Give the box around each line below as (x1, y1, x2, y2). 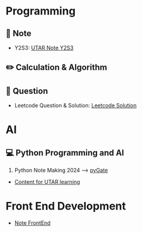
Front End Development (5, 199, 126, 213)
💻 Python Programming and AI (5, 148, 124, 158)
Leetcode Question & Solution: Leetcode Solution (14, 102, 137, 109)
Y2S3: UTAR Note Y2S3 (14, 44, 74, 51)
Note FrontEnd (14, 219, 51, 227)
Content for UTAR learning (14, 178, 80, 186)
